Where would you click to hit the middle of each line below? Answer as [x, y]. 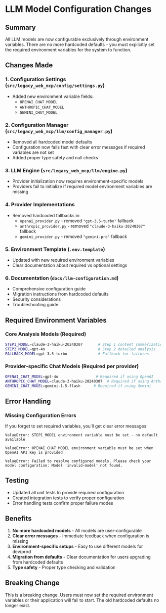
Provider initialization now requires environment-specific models [78, 181]
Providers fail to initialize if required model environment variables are [82, 187]
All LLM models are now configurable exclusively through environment [77, 39]
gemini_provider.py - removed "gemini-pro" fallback [73, 236]
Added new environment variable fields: [53, 96]
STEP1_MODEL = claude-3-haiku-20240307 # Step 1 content [69, 344]
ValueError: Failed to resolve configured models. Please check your [78, 461]
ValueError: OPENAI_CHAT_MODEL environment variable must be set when [79, 448]
